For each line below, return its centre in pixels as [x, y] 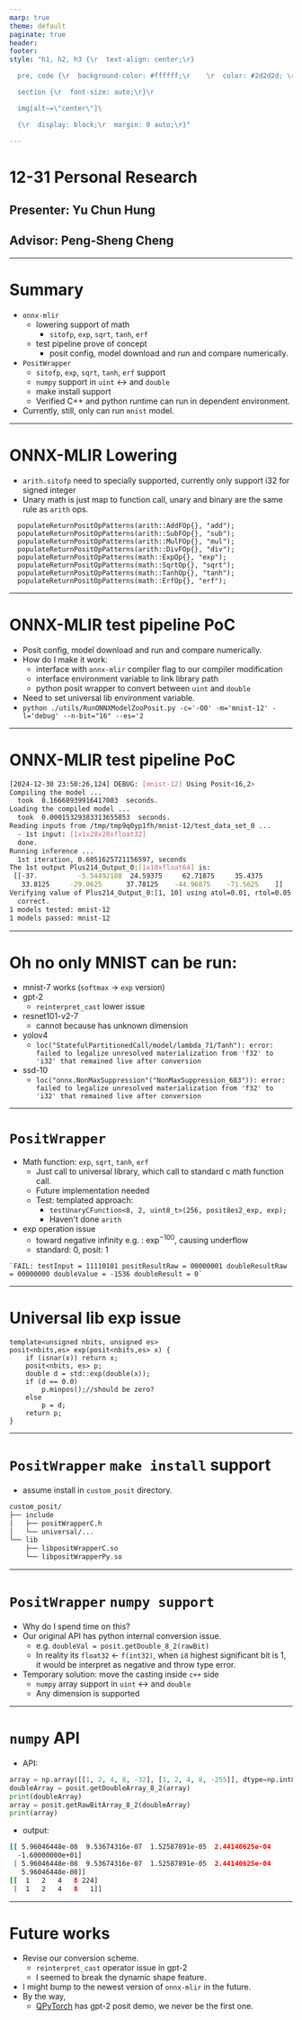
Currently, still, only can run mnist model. [98, 410]
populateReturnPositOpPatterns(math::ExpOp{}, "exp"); [122, 557]
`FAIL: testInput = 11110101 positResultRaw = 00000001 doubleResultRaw [148, 1267]
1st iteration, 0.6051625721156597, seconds [102, 860]
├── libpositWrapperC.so [72, 1549]
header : [24, 43]
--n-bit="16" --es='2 [103, 716]
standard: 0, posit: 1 [72, 1250]
